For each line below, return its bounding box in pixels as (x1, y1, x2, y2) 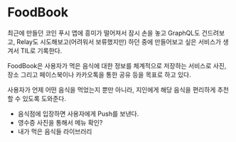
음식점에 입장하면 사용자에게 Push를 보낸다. (17, 109, 139, 118)
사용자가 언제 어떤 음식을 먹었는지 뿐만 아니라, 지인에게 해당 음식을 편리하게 (7, 85, 216, 94)
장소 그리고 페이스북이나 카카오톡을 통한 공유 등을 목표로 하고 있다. (7, 70, 191, 79)
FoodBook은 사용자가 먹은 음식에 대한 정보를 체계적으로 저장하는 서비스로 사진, (7, 61, 227, 70)
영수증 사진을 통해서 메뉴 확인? (17, 118, 103, 126)
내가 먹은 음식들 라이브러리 (17, 127, 92, 136)
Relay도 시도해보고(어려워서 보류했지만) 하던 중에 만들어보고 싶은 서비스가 (16, 37, 222, 46)
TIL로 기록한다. (20, 46, 63, 55)
